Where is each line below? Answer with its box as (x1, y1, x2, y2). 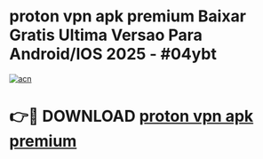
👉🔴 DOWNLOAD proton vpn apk (9, 107, 254, 126)
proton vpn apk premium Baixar (9, 6, 247, 27)
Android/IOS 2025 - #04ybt (9, 44, 218, 64)
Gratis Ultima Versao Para (9, 25, 203, 45)
